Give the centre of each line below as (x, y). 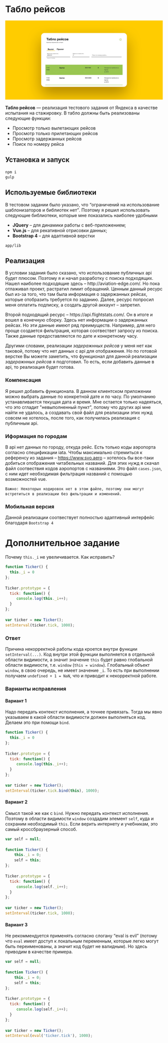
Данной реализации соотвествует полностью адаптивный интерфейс (80, 517)
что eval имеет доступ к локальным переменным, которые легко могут (82, 941)
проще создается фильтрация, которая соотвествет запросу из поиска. (82, 331)
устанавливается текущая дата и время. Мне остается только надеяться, (84, 402)
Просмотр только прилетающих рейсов (55, 133)
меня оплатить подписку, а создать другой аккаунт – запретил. (73, 305)
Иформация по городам (36, 436)
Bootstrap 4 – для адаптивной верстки (53, 236)
